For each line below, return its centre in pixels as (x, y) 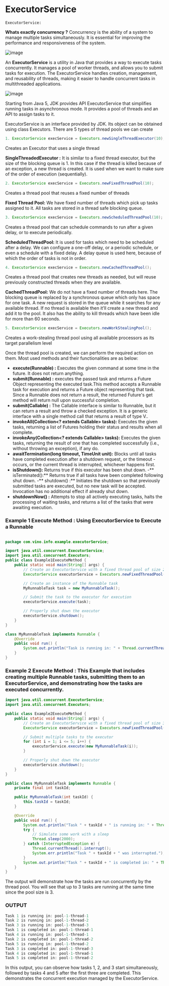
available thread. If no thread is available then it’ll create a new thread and (82, 308)
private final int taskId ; (43, 788)
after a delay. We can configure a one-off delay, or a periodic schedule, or (82, 247)
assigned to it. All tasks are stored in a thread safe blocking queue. (74, 208)
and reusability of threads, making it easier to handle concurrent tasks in (80, 78)
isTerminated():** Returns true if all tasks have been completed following (88, 475)
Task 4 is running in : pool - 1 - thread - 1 (47, 935)
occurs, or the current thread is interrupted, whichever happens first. (84, 465)
